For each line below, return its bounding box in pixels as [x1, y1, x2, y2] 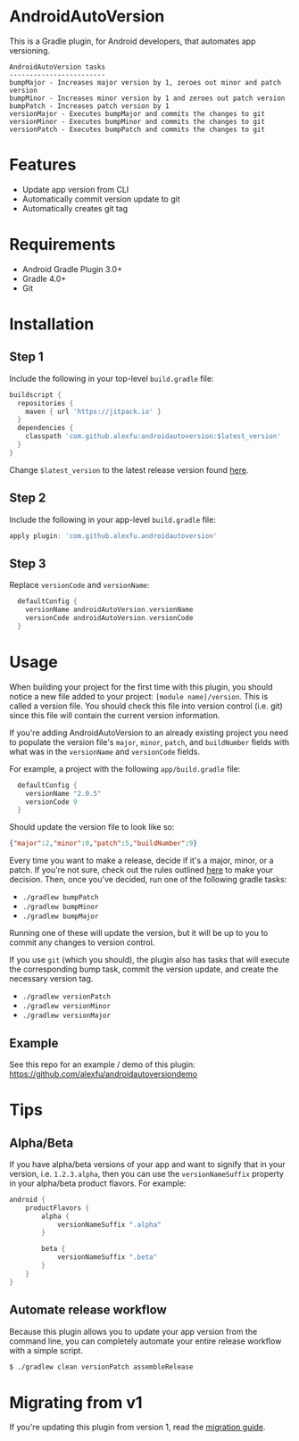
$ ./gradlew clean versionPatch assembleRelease [9, 1362, 194, 1371]
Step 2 [9, 491, 46, 506]
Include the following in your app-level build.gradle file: [9, 514, 216, 525]
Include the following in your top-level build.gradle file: [9, 373, 214, 384]
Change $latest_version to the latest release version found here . [9, 464, 249, 475]
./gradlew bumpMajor [21, 912, 99, 921]
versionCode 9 [25, 797, 78, 807]
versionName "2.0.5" [25, 789, 102, 798]
